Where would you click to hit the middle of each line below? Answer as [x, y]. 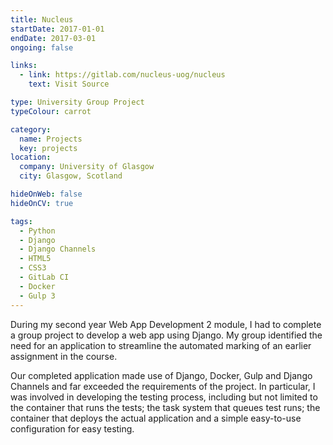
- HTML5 [35, 259]
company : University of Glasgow [87, 167]
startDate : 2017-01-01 [57, 29]
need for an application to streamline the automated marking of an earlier [161, 345]
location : [31, 157]
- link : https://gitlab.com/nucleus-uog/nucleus [122, 75]
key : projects [48, 148]
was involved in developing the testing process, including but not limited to [164, 397]
